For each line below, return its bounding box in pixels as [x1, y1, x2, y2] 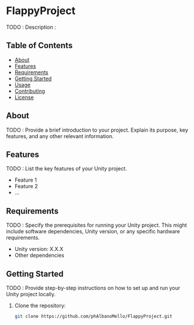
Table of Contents [6, 41, 73, 51]
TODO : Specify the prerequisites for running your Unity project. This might [6, 222, 188, 229]
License [14, 93, 34, 100]
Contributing [14, 87, 45, 95]
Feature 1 [14, 176, 37, 183]
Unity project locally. [6, 291, 56, 297]
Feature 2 [14, 183, 38, 190]
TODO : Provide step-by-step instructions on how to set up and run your [6, 284, 181, 292]
